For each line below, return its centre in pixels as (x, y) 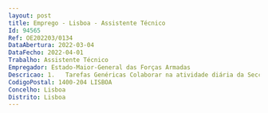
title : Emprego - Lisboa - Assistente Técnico (87, 23)
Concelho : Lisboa (37, 90)
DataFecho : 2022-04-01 (46, 53)
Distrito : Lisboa (37, 97)
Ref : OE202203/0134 (41, 38)
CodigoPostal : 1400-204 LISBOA (60, 82)
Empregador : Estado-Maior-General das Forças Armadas (100, 68)
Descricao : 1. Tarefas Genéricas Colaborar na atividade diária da (126, 75)
